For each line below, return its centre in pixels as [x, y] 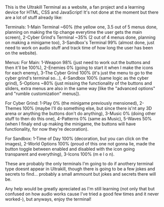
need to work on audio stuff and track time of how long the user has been [79, 48]
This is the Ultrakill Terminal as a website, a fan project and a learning [75, 7]
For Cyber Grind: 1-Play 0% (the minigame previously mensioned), [72, 103]
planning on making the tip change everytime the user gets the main [74, 32]
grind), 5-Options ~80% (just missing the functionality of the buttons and [79, 83]
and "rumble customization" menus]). [43, 93]
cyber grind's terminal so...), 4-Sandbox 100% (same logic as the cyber [77, 78]
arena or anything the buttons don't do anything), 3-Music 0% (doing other [81, 114]
